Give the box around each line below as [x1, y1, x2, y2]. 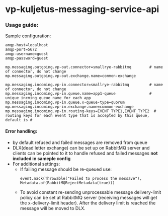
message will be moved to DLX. [20, 205, 86, 211]
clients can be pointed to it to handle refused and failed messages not [12, 150, 158, 156]
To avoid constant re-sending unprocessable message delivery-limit [20, 189, 161, 195]
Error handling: [5, 128, 38, 134]
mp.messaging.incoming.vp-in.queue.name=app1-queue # [5, 91, 152, 96]
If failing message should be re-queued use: [20, 166, 112, 172]
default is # [5, 117, 33, 123]
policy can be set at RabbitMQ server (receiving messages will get [20, 194, 157, 200]
